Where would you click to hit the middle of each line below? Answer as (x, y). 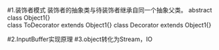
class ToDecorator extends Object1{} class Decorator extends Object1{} (109, 25)
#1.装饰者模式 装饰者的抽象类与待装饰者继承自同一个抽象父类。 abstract (110, 10)
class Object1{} (29, 18)
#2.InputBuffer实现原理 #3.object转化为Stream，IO (80, 39)
